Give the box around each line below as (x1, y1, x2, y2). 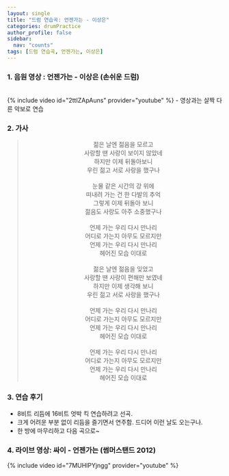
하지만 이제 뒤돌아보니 (94, 158, 153, 166)
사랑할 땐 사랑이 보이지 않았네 (84, 149, 163, 158)
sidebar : (7, 36, 32, 42)
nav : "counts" (13, 42, 53, 49)
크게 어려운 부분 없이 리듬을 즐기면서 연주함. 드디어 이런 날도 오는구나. (16, 418, 203, 426)
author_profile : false (7, 29, 72, 36)
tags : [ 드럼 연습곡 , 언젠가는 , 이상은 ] (7, 49, 104, 55)
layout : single (7, 10, 51, 17)
